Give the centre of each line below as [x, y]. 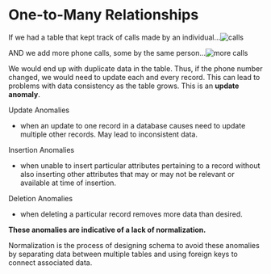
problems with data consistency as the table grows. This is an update [124, 86]
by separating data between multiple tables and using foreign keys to [123, 254]
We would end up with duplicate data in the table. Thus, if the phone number [135, 68]
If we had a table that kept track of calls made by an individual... [115, 37]
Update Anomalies [39, 110]
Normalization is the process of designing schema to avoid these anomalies [134, 245]
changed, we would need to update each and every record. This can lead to [134, 77]
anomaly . [24, 94]
